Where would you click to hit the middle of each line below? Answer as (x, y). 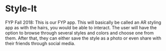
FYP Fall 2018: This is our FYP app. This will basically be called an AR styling (83, 22)
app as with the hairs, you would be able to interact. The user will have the (81, 27)
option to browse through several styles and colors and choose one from (80, 33)
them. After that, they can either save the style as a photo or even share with (83, 38)
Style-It (21, 9)
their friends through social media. (40, 43)
